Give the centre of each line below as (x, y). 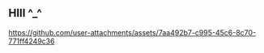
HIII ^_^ (25, 13)
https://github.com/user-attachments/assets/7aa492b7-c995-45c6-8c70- (132, 32)
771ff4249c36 (32, 41)
